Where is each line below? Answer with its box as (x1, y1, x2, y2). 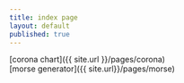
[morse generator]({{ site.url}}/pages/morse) (9, 63, 175, 74)
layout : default (9, 21, 70, 30)
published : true (9, 29, 70, 38)
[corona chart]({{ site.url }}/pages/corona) (9, 54, 166, 65)
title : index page (9, 12, 78, 22)
